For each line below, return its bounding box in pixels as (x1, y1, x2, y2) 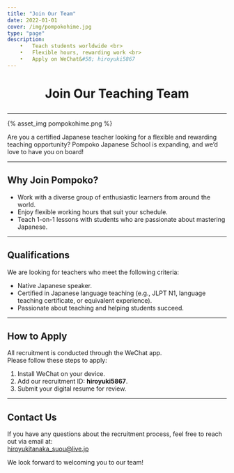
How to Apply (7, 330, 68, 342)
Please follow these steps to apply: (7, 356, 108, 365)
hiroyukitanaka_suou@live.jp (7, 444, 89, 453)
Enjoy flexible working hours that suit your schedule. (17, 207, 169, 216)
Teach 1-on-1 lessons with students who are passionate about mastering (17, 215, 226, 223)
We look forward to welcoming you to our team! (7, 458, 144, 467)
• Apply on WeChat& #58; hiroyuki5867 (19, 56, 136, 63)
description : (7, 36, 45, 43)
